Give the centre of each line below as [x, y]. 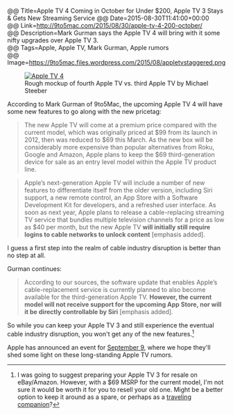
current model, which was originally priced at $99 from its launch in [121, 132]
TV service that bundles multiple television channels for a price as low [124, 220]
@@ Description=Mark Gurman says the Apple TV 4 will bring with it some [114, 33]
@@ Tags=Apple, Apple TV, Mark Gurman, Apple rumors [88, 48]
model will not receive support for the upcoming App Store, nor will [123, 304]
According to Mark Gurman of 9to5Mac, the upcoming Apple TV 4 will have [115, 104]
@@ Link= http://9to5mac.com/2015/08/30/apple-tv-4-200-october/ [105, 25]
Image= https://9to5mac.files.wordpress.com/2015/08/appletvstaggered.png [116, 62]
